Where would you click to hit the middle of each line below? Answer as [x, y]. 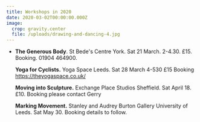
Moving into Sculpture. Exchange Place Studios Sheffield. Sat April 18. [103, 88]
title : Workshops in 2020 [39, 12]
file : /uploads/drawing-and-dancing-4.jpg [66, 34]
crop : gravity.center [39, 29]
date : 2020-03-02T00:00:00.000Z [47, 18]
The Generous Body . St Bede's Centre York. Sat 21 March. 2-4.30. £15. [103, 51]
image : [15, 23]
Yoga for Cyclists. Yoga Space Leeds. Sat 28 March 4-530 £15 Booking [105, 69]
